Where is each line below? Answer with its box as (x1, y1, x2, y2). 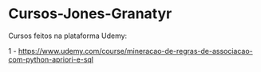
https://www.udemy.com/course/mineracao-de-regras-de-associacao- (18, 46, 253, 55)
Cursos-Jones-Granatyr (8, 5, 172, 23)
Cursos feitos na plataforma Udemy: (8, 31, 128, 40)
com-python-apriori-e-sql (8, 55, 94, 64)
